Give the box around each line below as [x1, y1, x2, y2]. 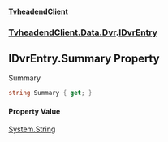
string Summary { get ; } [8, 89, 93, 97]
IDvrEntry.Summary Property [8, 51, 160, 65]
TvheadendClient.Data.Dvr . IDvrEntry [8, 27, 158, 38]
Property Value [8, 106, 61, 116]
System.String [8, 124, 56, 134]
